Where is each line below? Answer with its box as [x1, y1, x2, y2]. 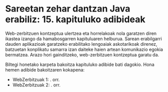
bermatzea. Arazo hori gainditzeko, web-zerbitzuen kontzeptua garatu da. [5, 51, 159, 58]
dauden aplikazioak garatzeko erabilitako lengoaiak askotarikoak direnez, [5, 41, 157, 47]
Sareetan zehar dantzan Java [5, 3, 131, 15]
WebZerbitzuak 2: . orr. [12, 81, 61, 88]
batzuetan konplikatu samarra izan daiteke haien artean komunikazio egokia [5, 46, 163, 52]
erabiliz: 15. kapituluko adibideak [5, 14, 146, 25]
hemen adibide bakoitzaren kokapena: [5, 66, 85, 73]
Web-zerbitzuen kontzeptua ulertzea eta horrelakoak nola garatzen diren [5, 30, 157, 36]
